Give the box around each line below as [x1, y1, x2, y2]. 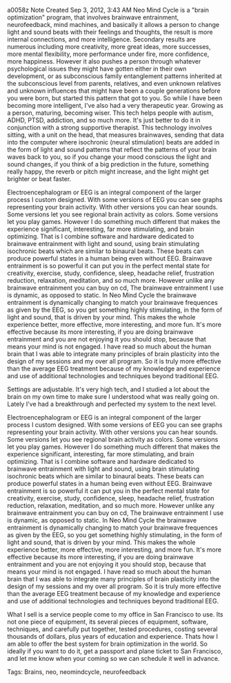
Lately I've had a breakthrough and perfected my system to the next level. [7, 400, 217, 408]
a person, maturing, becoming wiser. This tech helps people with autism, [7, 109, 214, 117]
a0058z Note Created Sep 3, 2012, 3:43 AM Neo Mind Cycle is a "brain [7, 6, 209, 14]
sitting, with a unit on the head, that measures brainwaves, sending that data [7, 131, 224, 139]
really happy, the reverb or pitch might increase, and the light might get [7, 167, 209, 176]
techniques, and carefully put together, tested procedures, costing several [7, 625, 219, 633]
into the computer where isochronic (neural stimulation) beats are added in [7, 138, 220, 146]
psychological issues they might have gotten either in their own [7, 65, 187, 73]
